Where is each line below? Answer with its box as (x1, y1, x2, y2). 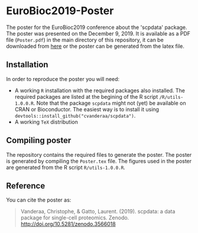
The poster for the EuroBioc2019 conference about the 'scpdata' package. (6, 24, 187, 31)
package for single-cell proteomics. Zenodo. (20, 214, 129, 221)
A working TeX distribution (14, 118, 78, 125)
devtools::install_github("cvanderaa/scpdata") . (14, 112, 136, 119)
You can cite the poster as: (6, 196, 72, 203)
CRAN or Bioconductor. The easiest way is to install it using (14, 105, 160, 113)
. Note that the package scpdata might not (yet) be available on (33, 99, 186, 106)
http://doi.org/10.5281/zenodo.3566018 (20, 221, 116, 228)
